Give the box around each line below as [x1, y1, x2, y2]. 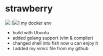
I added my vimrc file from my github [12, 45, 88, 51]
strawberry [5, 3, 53, 14]
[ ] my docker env [11, 20, 51, 26]
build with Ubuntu [12, 29, 49, 35]
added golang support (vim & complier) [12, 35, 93, 41]
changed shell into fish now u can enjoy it [12, 40, 98, 46]
